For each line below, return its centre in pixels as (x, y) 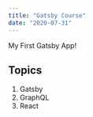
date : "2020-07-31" (40, 23)
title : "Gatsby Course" (47, 15)
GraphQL (34, 98)
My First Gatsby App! (43, 45)
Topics (25, 70)
